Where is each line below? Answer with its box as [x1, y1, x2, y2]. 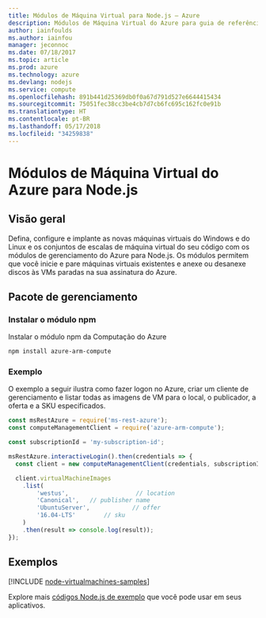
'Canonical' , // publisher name [36, 496, 150, 504]
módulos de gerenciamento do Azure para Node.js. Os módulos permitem [8, 250, 249, 260]
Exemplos [8, 555, 58, 569]
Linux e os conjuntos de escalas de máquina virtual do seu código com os [8, 241, 250, 251]
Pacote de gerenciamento [8, 291, 139, 304]
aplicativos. [8, 601, 46, 610]
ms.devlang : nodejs [8, 78, 73, 86]
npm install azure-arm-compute [8, 347, 112, 356]
